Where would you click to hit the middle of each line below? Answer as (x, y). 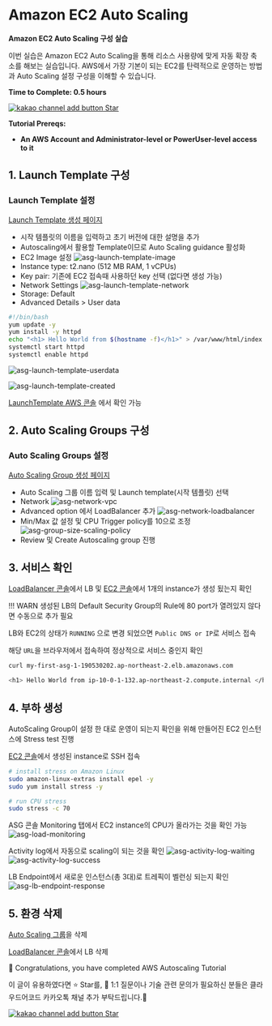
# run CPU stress (38, 801)
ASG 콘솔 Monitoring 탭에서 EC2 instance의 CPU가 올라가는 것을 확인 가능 (128, 825)
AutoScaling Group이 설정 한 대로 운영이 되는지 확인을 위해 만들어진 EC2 (124, 729)
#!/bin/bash (28, 317)
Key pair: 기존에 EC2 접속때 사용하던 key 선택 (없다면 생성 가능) (121, 276)
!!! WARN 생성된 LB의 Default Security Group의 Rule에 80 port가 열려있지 (127, 606)
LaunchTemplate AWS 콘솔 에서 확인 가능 (75, 402)
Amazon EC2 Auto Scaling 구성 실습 (68, 38)
